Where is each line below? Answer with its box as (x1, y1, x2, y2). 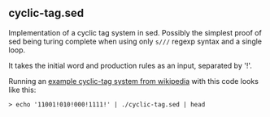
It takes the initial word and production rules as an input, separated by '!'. (8, 61, 252, 70)
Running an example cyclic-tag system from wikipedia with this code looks (8, 76, 259, 86)
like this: (8, 85, 37, 94)
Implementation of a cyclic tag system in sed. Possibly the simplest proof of (8, 27, 262, 37)
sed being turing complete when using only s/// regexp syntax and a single (8, 36, 263, 46)
